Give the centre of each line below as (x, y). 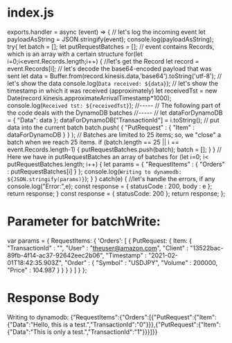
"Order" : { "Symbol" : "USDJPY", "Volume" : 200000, (141, 262)
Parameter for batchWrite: (84, 222)
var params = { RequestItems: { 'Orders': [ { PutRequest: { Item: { (100, 241)
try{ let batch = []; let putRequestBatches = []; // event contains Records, (111, 46)
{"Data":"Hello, (28, 324)
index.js (30, 13)
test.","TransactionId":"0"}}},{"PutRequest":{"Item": (148, 324)
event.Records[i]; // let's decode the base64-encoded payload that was (109, 68)
